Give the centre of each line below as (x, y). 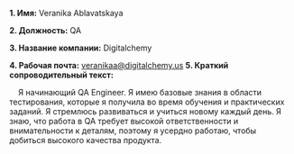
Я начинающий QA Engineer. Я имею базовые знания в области (140, 92)
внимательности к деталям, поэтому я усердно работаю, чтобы (133, 131)
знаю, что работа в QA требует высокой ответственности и (124, 121)
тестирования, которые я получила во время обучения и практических (147, 102)
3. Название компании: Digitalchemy (81, 48)
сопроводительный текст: (62, 75)
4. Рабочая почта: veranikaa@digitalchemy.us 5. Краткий (119, 65)
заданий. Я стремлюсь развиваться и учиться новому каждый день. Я (146, 111)
